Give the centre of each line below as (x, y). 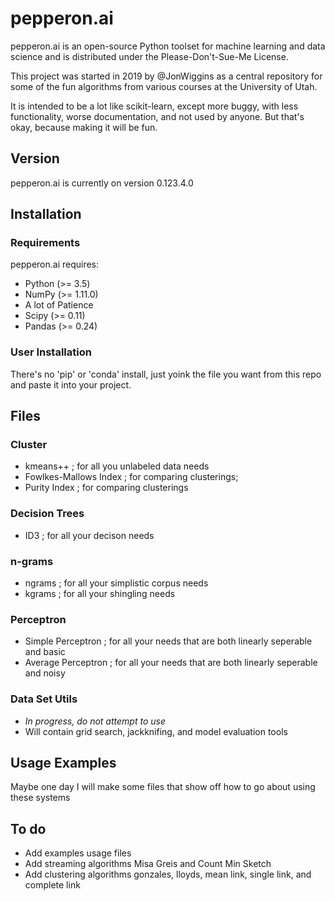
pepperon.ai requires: (55, 264)
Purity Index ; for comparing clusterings (106, 488)
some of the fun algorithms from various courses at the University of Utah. (164, 86)
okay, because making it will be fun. (84, 127)
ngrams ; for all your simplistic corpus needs (116, 583)
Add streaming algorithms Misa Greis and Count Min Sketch (148, 864)
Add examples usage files (78, 853)
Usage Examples (63, 763)
